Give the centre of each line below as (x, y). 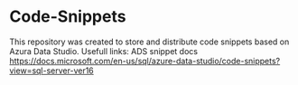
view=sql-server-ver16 (52, 71)
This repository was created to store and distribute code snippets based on (149, 42)
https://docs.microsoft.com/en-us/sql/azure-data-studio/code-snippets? (145, 61)
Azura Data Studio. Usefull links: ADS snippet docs (104, 51)
